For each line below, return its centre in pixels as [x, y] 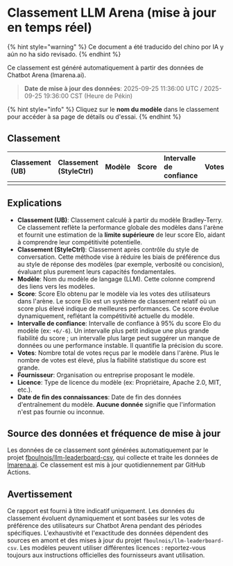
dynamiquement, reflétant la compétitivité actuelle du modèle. [106, 316]
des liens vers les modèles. [56, 286]
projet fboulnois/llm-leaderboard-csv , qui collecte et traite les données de [113, 458]
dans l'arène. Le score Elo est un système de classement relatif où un [116, 301]
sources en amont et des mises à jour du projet [75, 540]
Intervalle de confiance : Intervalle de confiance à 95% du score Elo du [119, 323]
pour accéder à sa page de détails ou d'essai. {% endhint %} [94, 117]
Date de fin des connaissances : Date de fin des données [99, 397]
